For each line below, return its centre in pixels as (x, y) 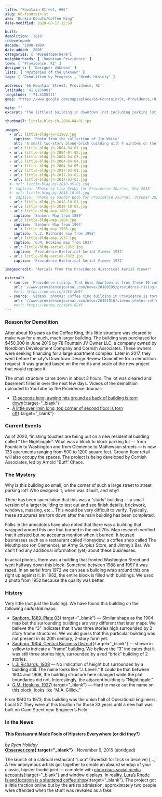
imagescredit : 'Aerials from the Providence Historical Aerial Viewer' (78, 270)
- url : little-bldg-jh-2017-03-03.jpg (48, 179)
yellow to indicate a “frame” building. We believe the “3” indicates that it (83, 649)
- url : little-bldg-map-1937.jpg (43, 238)
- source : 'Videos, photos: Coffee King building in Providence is (79, 296)
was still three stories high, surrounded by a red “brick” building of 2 (80, 654)
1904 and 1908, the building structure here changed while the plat (77, 675)
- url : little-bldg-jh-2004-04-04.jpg (48, 161)
